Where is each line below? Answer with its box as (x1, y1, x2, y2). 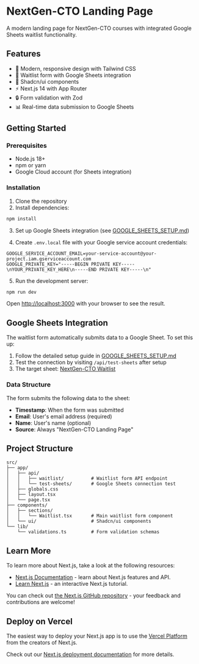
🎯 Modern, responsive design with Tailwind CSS (15, 65, 136, 72)
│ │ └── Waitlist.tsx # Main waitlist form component (6, 513, 173, 519)
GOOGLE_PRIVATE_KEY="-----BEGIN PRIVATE (6, 261, 111, 267)
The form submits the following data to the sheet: (6, 394, 130, 401)
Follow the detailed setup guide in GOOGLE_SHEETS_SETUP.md (15, 352, 177, 360)
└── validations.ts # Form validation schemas (17, 529, 160, 535)
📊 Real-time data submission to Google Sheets (15, 103, 134, 111)
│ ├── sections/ (6, 508, 53, 514)
